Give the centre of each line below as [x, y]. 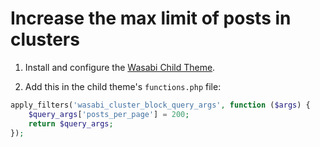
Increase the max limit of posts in [151, 18]
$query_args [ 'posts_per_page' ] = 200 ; [109, 114]
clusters [45, 39]
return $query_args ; [71, 123]
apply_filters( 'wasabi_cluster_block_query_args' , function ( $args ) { [160, 105]
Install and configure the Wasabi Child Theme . [120, 67]
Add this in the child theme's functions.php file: [123, 86]
